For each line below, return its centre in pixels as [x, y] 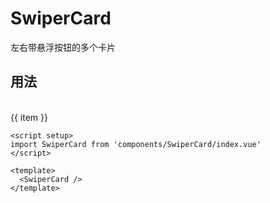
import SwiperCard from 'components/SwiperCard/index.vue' [136, 144]
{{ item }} [29, 117]
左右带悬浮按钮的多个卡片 [63, 47]
